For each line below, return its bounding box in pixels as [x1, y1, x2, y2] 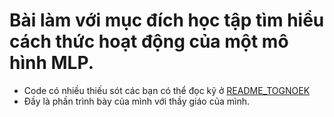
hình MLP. [9, 52, 94, 74]
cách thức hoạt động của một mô [9, 30, 289, 53]
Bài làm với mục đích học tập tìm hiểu [9, 9, 325, 32]
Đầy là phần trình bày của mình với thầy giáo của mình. [23, 95, 250, 107]
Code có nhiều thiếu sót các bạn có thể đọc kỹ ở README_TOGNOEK [23, 84, 311, 96]
